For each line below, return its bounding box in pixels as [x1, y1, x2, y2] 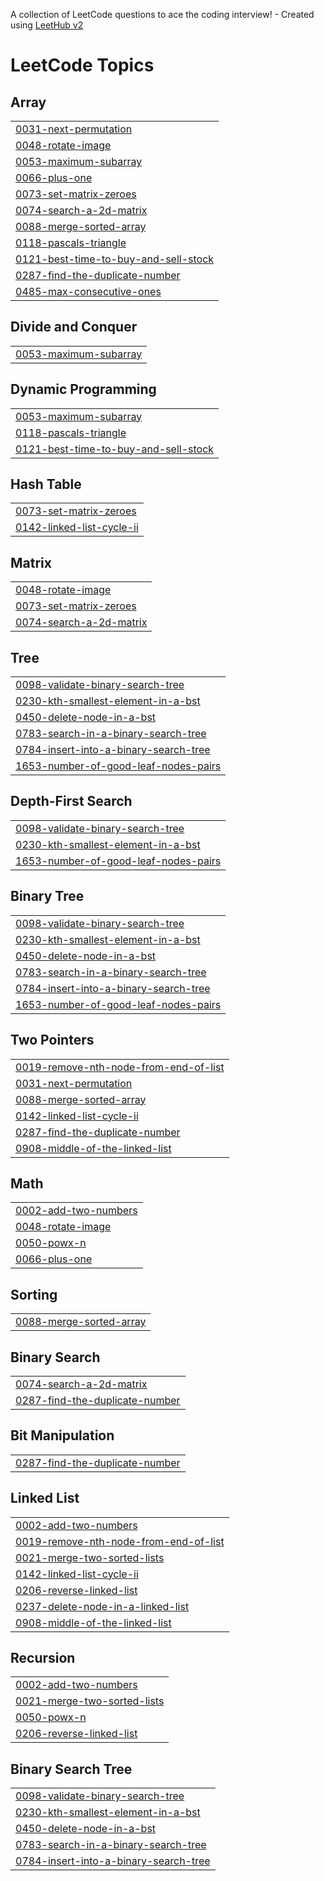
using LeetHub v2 [10, 19, 84, 31]
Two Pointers [10, 1032, 95, 1049]
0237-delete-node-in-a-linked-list [15, 1599, 190, 1613]
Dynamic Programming [10, 381, 157, 398]
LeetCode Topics [10, 54, 155, 77]
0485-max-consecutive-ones [15, 285, 162, 298]
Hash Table [10, 476, 82, 493]
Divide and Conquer [10, 319, 138, 336]
